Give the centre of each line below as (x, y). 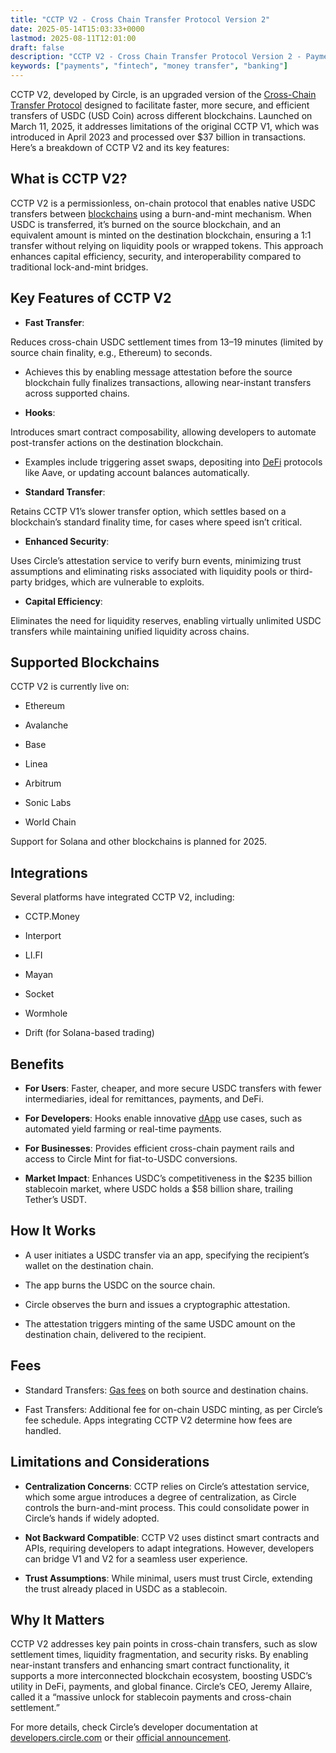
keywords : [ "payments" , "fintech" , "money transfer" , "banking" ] (149, 66)
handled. (43, 1430)
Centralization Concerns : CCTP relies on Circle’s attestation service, (167, 1486)
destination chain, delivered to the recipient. (115, 1334)
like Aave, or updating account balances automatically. (137, 472)
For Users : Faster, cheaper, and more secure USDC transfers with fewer (173, 1088)
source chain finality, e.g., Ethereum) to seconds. (111, 352)
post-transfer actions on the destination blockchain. (117, 442)
